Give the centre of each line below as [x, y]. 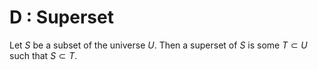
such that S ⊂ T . [43, 55]
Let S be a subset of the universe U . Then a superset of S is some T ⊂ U [158, 45]
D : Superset [61, 17]
